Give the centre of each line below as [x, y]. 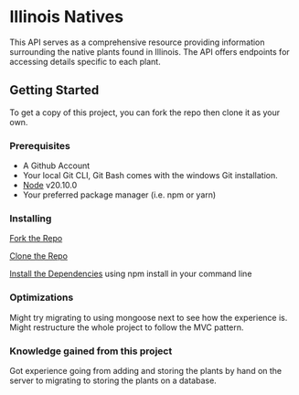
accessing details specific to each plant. [85, 61]
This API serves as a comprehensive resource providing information [137, 42]
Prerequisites [40, 145]
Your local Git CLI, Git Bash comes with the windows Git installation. [150, 176]
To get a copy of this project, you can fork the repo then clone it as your [145, 112]
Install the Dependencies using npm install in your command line [131, 274]
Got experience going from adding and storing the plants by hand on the [146, 370]
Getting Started [54, 90]
